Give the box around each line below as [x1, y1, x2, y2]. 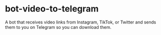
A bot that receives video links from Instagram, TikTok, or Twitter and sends [5, 19, 156, 25]
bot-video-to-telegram [5, 3, 99, 14]
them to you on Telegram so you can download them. [5, 24, 112, 30]
